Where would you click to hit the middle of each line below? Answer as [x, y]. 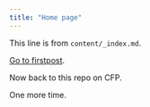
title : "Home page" [46, 17]
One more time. [38, 95]
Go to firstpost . [37, 60]
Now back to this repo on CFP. [66, 78]
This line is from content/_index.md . [75, 43]
